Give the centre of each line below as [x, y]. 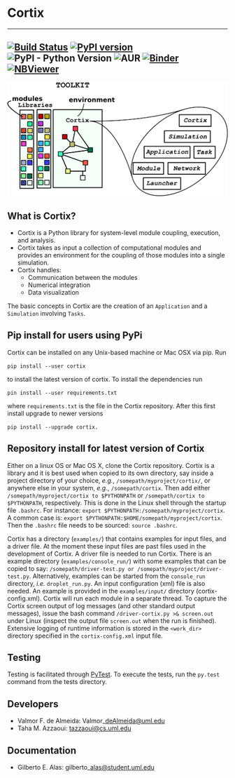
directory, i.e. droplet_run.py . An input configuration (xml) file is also [106, 583]
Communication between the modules [83, 277]
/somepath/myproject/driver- [180, 569]
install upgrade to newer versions [55, 413]
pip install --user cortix [47, 366]
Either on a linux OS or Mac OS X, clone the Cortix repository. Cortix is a [111, 465]
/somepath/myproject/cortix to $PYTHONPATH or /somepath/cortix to [106, 495]
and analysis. [36, 240]
